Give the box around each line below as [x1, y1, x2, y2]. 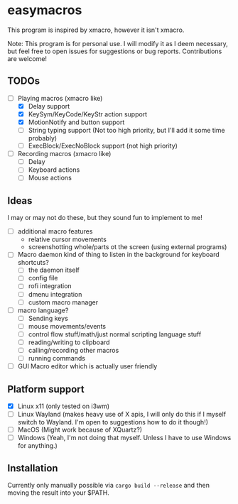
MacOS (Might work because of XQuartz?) [17, 425, 143, 434]
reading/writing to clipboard [28, 338, 110, 346]
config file [28, 274, 58, 283]
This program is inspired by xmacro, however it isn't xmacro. [7, 26, 185, 34]
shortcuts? [17, 258, 50, 267]
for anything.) [17, 442, 58, 450]
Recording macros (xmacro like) [17, 150, 112, 158]
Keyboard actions [28, 165, 80, 174]
